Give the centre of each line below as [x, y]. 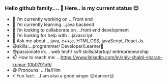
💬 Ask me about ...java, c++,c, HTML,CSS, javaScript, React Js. [78, 41]
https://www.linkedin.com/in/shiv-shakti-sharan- [111, 58]
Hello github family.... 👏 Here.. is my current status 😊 [72, 8]
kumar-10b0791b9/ [32, 65]
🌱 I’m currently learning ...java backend [53, 24]
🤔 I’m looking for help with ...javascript [52, 36]
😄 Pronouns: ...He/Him [36, 70]
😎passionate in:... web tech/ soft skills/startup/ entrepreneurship [80, 52]
